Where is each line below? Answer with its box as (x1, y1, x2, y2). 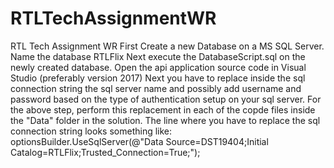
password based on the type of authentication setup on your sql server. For (10, 93, 322, 105)
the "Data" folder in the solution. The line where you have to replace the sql (10, 114, 321, 126)
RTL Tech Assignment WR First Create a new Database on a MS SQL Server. (10, 40, 325, 52)
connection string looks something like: (10, 125, 173, 137)
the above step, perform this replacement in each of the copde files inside (10, 103, 316, 116)
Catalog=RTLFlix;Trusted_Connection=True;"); (10, 146, 201, 158)
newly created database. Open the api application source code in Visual (10, 61, 307, 73)
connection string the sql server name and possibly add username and (10, 82, 302, 94)
